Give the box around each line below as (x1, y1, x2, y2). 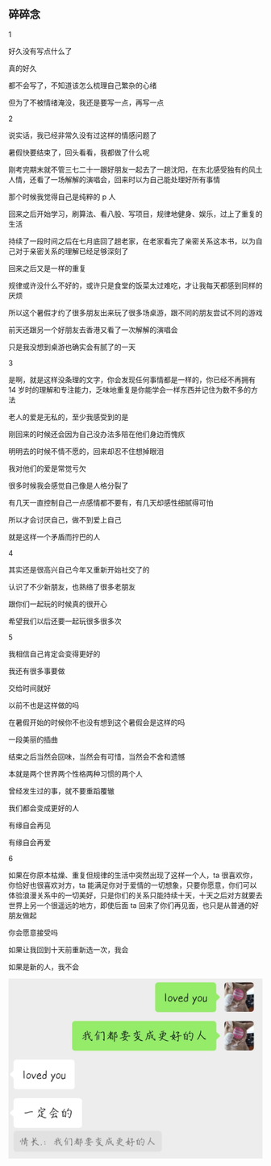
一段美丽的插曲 (8, 735, 58, 744)
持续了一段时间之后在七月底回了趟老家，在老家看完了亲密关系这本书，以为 (8, 236, 256, 246)
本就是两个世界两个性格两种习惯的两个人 (8, 768, 143, 778)
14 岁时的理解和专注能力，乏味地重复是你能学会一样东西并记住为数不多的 (8, 385, 252, 394)
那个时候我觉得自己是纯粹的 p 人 (8, 192, 116, 202)
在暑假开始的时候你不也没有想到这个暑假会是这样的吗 (8, 717, 186, 727)
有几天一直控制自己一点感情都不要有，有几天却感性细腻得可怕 (8, 498, 214, 507)
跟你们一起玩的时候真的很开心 (8, 599, 107, 609)
